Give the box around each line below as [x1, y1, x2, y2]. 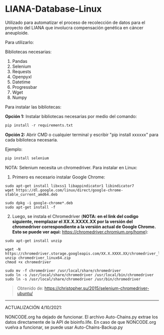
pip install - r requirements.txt [5, 123, 73, 128]
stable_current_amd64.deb [5, 192, 58, 197]
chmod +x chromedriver [5, 259, 51, 264]
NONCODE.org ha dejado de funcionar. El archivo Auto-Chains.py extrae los [5, 314, 158, 320]
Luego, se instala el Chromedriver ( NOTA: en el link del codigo [12, 213, 139, 219]
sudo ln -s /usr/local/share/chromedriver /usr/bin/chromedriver [5, 276, 141, 281]
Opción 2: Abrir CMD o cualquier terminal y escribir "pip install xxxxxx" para [5, 132, 159, 138]
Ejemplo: [5, 146, 23, 152]
